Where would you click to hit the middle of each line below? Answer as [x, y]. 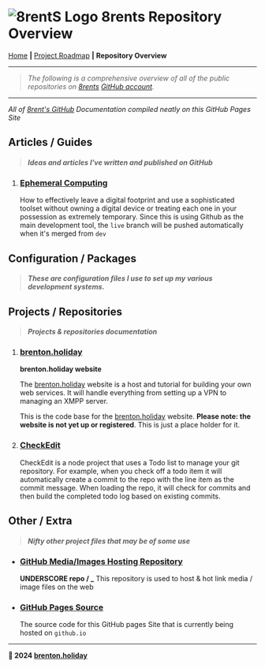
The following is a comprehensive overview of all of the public [129, 78]
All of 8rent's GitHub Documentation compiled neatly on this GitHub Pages [129, 109]
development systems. [66, 287]
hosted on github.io [53, 633]
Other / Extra [40, 521]
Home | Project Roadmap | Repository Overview [88, 55]
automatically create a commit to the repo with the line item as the [127, 479]
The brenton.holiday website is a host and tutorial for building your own [135, 384]
